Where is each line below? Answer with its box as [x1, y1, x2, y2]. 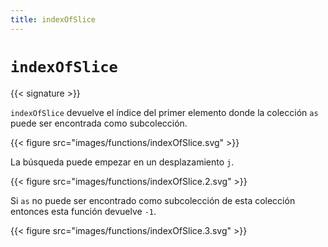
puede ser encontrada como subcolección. [10, 117, 188, 129]
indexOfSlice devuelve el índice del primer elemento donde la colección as [10, 106, 319, 118]
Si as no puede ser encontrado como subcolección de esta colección [10, 194, 296, 206]
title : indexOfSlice [10, 14, 97, 25]
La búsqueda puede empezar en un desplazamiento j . [10, 156, 235, 168]
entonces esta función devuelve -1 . [10, 205, 157, 217]
